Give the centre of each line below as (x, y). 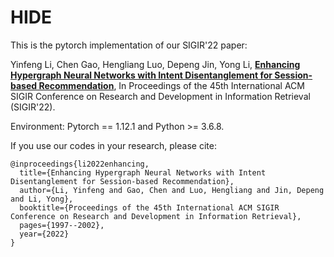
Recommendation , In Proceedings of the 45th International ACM (171, 85)
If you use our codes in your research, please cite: (113, 145)
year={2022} (44, 234)
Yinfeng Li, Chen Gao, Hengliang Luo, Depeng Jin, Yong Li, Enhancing (155, 64)
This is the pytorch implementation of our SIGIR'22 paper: (129, 45)
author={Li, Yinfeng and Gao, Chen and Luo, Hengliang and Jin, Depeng (172, 190)
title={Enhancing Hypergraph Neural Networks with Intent (143, 172)
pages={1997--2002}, (62, 225)
